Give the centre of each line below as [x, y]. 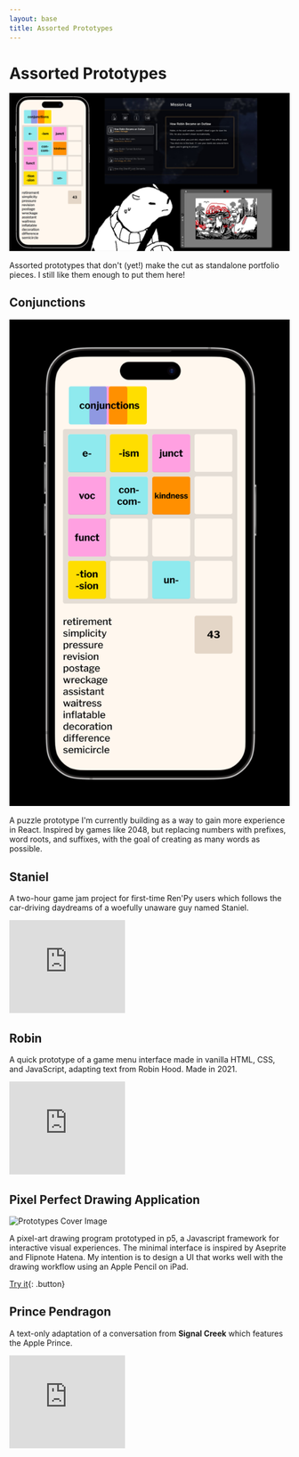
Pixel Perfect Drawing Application [105, 1199]
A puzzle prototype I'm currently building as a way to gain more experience [147, 820]
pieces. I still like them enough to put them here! [97, 274]
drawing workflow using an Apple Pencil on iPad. [99, 1266]
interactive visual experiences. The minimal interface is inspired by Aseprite [148, 1248]
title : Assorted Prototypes [61, 28]
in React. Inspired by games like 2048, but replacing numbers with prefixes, [148, 830]
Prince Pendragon [60, 1312]
